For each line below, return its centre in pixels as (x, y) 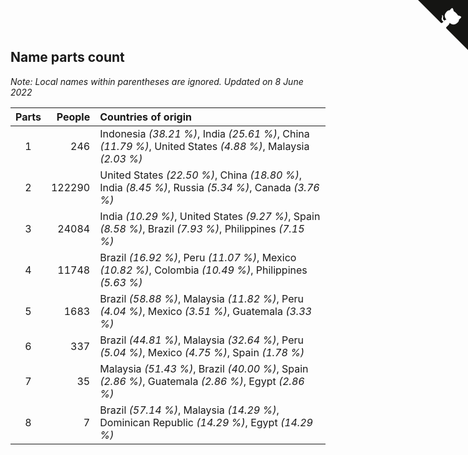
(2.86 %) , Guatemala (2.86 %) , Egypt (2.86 (202, 381)
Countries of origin (145, 117)
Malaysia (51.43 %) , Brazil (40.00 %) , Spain (204, 368)
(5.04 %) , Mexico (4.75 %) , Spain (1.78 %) (202, 352)
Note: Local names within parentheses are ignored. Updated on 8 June (157, 81)
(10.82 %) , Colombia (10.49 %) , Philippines (203, 270)
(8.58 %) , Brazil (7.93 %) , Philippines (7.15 (202, 228)
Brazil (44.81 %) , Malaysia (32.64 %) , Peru (201, 340)
